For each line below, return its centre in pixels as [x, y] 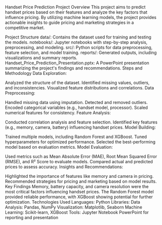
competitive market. [25, 28]
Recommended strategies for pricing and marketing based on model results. [81, 181]
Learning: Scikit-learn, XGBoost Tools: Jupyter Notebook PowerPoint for [77, 212]
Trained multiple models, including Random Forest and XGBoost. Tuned [76, 137]
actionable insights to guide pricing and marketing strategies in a [69, 22]
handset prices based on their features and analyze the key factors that [76, 12]
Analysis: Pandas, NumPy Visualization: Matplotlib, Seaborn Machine [74, 207]
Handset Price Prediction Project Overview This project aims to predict [75, 7]
